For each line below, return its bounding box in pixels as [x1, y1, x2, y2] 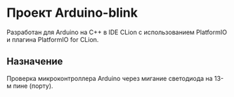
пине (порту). [13, 82, 53, 90]
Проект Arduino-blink [6, 5, 138, 21]
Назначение [6, 56, 63, 68]
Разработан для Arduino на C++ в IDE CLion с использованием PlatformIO [6, 28, 228, 36]
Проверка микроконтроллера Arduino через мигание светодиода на [6, 74, 213, 82]
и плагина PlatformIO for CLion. [6, 35, 99, 43]
